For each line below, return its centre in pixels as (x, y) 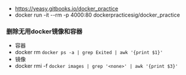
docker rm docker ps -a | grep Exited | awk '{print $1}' (89, 52)
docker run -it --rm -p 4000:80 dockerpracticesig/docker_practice (97, 15)
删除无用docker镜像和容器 (44, 31)
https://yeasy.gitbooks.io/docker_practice (67, 9)
